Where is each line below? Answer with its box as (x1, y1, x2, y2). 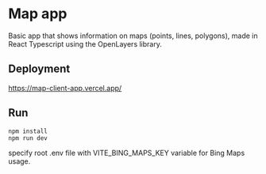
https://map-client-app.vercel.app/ (8, 83, 122, 93)
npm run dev (8, 134, 48, 142)
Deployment (8, 62, 71, 76)
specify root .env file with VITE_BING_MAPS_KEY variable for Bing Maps (8, 148, 245, 157)
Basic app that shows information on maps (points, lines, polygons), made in (8, 31, 258, 40)
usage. (8, 156, 31, 166)
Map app (8, 5, 67, 23)
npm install (8, 127, 48, 135)
